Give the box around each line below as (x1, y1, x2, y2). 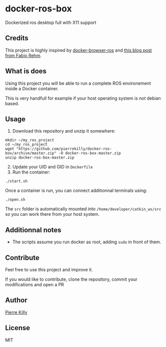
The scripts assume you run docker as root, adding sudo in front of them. (12, 239, 162, 245)
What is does (5, 67, 47, 75)
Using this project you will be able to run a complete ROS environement (5, 80, 151, 86)
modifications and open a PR (5, 282, 64, 287)
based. (5, 100, 19, 106)
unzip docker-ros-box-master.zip (5, 155, 75, 160)
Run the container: (12, 169, 51, 175)
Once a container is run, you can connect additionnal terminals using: (5, 187, 148, 193)
